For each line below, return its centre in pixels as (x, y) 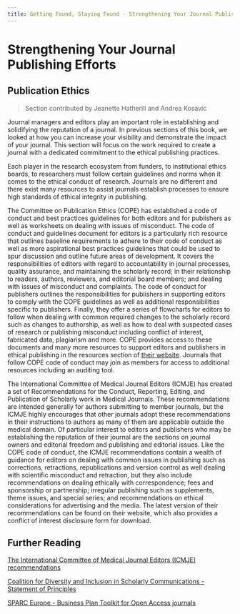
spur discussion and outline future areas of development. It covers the (111, 256)
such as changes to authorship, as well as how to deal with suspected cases (120, 324)
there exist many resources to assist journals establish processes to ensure (118, 189)
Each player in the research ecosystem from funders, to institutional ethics (117, 166)
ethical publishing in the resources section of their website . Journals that (115, 355)
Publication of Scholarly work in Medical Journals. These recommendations (119, 399)
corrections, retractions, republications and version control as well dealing (117, 467)
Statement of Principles (42, 589)
